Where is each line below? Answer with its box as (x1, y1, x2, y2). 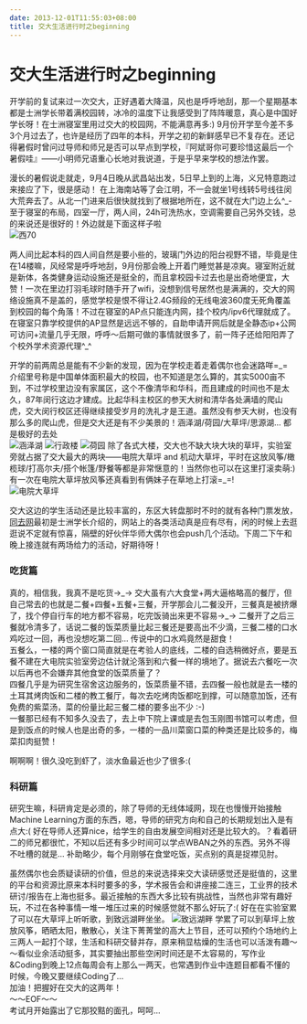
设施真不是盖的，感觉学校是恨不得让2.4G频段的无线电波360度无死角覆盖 (16, 294, 291, 306)
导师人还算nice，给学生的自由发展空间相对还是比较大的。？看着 (48, 826, 290, 837)
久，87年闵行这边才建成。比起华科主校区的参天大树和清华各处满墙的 (9, 394, 268, 405)
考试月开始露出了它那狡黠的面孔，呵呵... (9, 1005, 162, 1016)
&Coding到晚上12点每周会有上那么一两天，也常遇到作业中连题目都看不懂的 (9, 959, 291, 970)
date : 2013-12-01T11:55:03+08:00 (9, 13, 137, 23)
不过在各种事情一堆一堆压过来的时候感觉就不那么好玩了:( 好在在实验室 (25, 902, 290, 913)
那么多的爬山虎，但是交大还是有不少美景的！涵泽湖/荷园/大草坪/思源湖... (9, 417, 281, 428)
